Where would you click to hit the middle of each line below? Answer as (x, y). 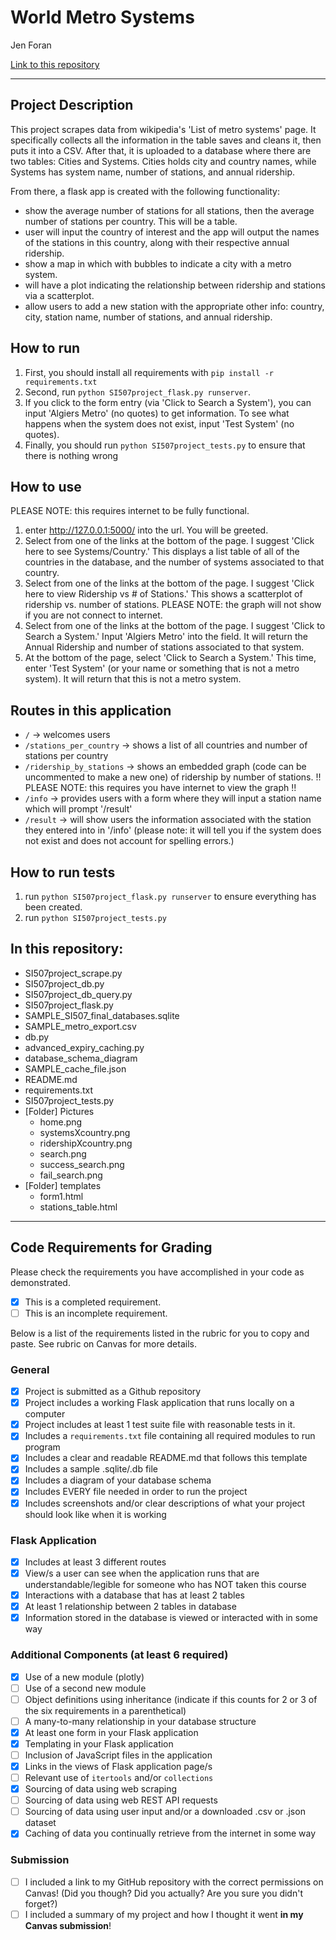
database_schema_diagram (81, 1058)
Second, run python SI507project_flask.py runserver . (137, 392)
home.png (61, 1122)
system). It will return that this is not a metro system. (133, 679)
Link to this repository (55, 64)
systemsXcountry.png (85, 1132)
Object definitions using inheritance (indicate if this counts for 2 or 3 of (171, 1699)
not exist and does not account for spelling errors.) (129, 841)
